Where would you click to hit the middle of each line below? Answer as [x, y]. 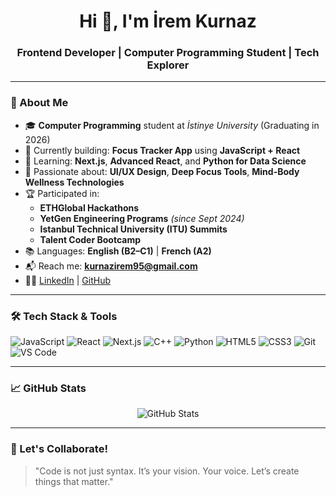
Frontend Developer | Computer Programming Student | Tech [168, 53]
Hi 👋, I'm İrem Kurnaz [168, 21]
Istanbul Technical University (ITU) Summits [133, 229]
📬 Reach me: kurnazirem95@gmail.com [111, 266]
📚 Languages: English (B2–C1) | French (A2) [118, 251]
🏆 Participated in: [62, 193]
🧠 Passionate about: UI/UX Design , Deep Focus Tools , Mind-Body [162, 171]
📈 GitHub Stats [48, 388]
